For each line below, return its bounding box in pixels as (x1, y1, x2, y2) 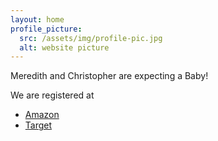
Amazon (24, 109, 60, 121)
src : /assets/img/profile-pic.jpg (19, 33, 163, 43)
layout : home (10, 14, 65, 25)
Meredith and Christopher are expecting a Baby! (10, 70, 209, 82)
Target (24, 119, 53, 131)
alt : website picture (19, 42, 110, 53)
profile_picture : (10, 24, 83, 34)
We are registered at (10, 89, 95, 101)
